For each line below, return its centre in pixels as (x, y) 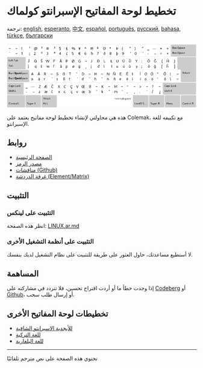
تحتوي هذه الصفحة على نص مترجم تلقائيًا (52, 358)
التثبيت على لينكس (31, 213)
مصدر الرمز (29, 164)
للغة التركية (28, 334)
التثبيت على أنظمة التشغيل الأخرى (50, 241)
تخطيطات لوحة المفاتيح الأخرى (58, 313)
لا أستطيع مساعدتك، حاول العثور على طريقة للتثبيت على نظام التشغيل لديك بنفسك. (100, 254)
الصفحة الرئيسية (34, 157)
